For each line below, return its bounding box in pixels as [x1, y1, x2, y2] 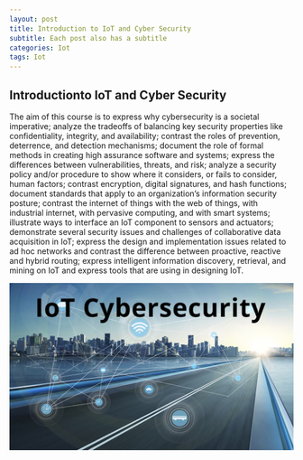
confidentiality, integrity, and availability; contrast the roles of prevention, [9, 130, 281, 141]
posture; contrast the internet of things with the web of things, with [9, 197, 259, 208]
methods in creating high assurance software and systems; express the [9, 149, 275, 160]
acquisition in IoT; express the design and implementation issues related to [9, 236, 287, 247]
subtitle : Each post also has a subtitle [9, 33, 168, 42]
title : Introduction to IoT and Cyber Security [9, 23, 192, 33]
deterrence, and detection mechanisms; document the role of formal [9, 140, 264, 151]
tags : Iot [9, 52, 47, 62]
